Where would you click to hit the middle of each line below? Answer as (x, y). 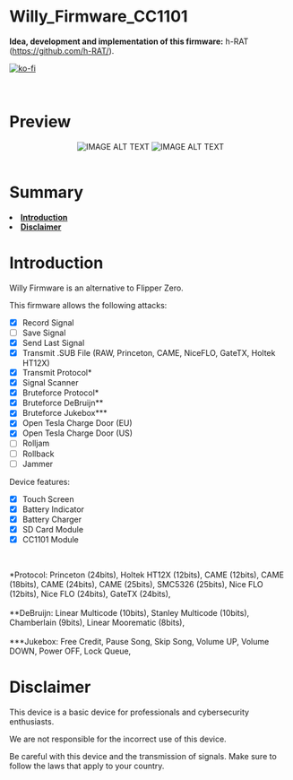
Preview (40, 122)
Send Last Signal (53, 342)
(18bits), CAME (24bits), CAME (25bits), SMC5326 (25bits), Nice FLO (137, 584)
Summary (46, 192)
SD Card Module (52, 529)
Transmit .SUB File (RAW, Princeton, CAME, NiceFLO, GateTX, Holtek (149, 352)
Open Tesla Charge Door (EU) (77, 423)
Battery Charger (52, 519)
